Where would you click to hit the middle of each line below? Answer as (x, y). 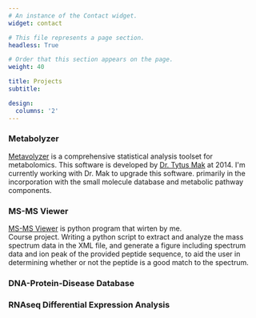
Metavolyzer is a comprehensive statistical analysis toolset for (111, 156)
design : (21, 103)
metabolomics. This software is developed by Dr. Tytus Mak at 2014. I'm (127, 164)
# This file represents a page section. (77, 38)
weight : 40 (26, 67)
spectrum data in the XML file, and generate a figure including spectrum (127, 246)
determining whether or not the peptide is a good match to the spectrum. (129, 263)
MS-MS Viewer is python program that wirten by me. (95, 228)
